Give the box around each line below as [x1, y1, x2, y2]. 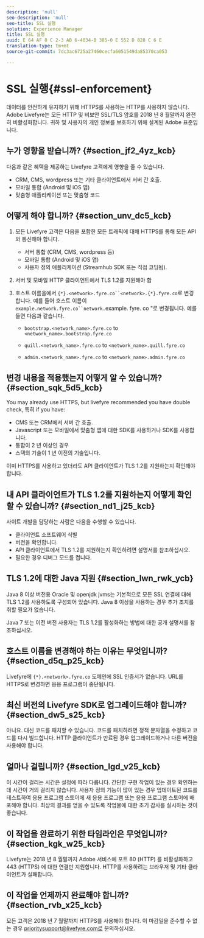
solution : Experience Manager [6, 26, 83, 32]
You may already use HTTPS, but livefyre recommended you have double [6, 399, 191, 406]
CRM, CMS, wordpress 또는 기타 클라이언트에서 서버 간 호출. [15, 176, 161, 183]
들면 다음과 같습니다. [15, 312, 65, 320]
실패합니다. [27, 871, 54, 878]
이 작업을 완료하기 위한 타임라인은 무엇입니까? [6, 828, 168, 839]
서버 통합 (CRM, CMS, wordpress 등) [24, 248, 114, 256]
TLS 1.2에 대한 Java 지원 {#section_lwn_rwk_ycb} [6, 573, 194, 584]
